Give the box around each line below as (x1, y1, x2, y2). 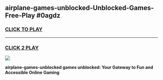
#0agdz (36, 12, 61, 20)
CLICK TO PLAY (5, 26, 43, 33)
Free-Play (5, 12, 35, 20)
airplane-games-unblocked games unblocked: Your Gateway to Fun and (5, 64, 154, 70)
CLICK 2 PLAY (5, 44, 39, 51)
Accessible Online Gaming (5, 69, 60, 75)
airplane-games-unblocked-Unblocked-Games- (5, 4, 154, 12)
